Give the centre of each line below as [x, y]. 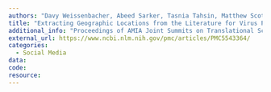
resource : [25, 75]
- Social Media [41, 53]
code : [17, 68]
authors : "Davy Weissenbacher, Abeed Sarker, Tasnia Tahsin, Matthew [128, 16]
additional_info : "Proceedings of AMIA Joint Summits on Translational [131, 30]
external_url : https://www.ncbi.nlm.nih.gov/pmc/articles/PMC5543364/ [129, 38]
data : [17, 61]
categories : [28, 46]
